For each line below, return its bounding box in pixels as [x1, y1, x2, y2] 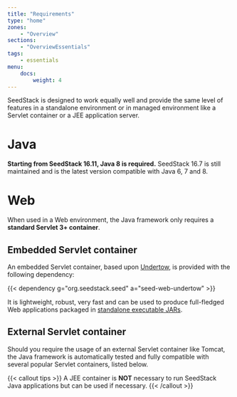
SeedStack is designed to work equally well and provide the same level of [7, 96, 223, 105]
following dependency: [7, 270, 75, 279]
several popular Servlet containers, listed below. [7, 360, 149, 369]
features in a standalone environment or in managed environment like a [7, 104, 216, 112]
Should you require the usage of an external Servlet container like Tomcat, [7, 344, 226, 353]
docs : [20, 70, 37, 77]
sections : [7, 37, 37, 44]
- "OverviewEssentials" [20, 43, 91, 51]
